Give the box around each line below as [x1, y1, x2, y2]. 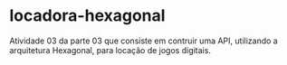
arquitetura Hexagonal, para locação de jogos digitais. [9, 44, 211, 55]
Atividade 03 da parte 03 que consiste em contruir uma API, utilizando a [9, 35, 278, 46]
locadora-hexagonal [9, 5, 166, 26]
